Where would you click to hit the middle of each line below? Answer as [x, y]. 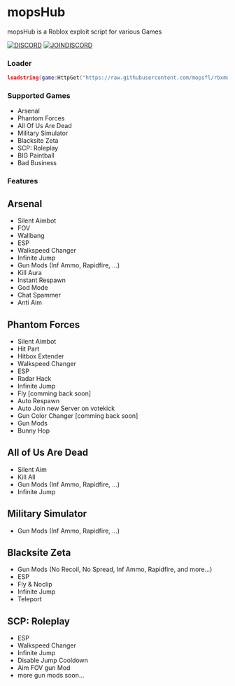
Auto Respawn [38, 400]
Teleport [29, 599]
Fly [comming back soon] [54, 393]
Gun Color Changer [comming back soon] [78, 415]
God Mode [33, 288]
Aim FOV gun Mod [44, 668]
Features [23, 181]
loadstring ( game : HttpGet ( [45, 78]
